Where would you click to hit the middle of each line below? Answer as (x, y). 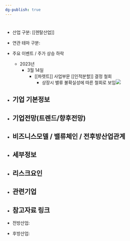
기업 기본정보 (31, 100)
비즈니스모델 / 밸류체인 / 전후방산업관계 (69, 136)
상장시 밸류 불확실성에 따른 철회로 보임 (79, 82)
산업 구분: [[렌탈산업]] (33, 32)
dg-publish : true (23, 10)
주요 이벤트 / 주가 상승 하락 (38, 53)
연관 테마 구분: (26, 43)
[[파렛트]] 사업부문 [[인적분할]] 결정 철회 (73, 76)
